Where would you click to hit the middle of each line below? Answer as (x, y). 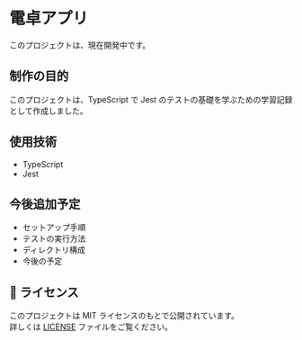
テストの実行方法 (54, 238)
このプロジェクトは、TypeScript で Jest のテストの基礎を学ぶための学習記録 (151, 99)
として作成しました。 (49, 111)
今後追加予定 (45, 204)
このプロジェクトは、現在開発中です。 (80, 45)
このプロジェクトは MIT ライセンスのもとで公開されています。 (124, 316)
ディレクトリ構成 (53, 250)
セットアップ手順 (54, 228)
